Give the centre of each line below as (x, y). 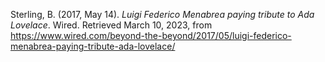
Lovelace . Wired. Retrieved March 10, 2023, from (111, 25)
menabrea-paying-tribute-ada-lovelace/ (93, 46)
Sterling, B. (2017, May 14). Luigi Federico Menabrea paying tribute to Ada (162, 14)
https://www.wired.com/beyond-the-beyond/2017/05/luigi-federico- (151, 35)
